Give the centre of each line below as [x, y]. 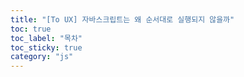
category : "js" [42, 57]
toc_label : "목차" [46, 38]
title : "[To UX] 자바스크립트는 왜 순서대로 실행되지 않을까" [122, 19]
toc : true [31, 29]
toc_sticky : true [46, 47]
